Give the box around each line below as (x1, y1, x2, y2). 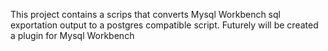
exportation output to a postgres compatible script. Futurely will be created (10, 19, 319, 31)
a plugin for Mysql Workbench (10, 30, 135, 41)
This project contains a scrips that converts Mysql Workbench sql (10, 9, 281, 20)
